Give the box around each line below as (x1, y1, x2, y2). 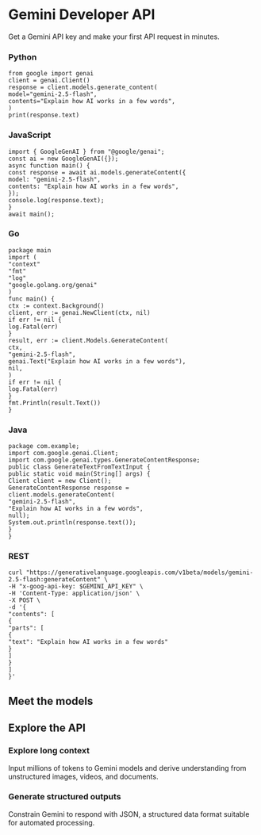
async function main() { (8, 161, 90, 170)
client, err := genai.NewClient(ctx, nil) (8, 308, 151, 316)
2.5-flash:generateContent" (8, 576, 102, 584)
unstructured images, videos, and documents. (8, 772, 159, 781)
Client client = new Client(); (8, 477, 112, 485)
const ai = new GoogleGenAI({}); (8, 155, 119, 163)
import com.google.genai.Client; (8, 450, 119, 458)
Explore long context (8, 745, 90, 756)
